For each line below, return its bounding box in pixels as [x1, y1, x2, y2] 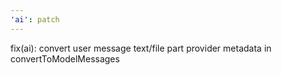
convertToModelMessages [10, 52, 120, 65]
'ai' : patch [10, 14, 60, 25]
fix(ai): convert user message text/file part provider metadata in [10, 42, 272, 54]
